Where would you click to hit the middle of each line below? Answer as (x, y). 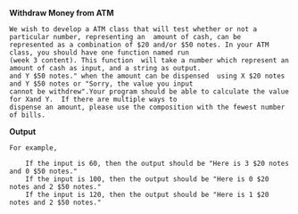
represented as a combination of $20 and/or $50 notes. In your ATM (139, 45)
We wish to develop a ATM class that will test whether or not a (133, 29)
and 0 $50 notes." (43, 171)
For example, (33, 148)
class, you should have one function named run (99, 53)
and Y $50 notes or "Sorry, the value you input (101, 84)
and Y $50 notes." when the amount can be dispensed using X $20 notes (147, 76)
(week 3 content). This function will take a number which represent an (149, 61)
